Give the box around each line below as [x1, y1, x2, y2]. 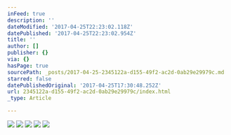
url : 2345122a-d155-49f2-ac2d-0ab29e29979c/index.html [7, 88, 171, 95]
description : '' [7, 17, 55, 24]
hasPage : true [7, 62, 49, 69]
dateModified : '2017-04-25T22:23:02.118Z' [7, 23, 133, 30]
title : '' [7, 36, 37, 43]
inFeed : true [7, 10, 46, 17]
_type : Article [7, 95, 52, 102]
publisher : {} [7, 50, 49, 57]
